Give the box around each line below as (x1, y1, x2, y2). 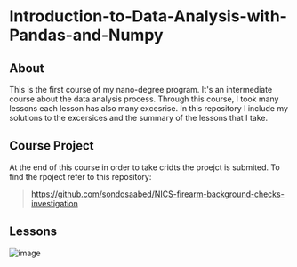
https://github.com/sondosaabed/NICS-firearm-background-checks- (30, 189, 285, 199)
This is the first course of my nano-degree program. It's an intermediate (9, 85, 273, 94)
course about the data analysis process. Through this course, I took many (9, 93, 279, 104)
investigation (30, 198, 78, 208)
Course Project (9, 138, 95, 153)
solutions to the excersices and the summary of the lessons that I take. (9, 113, 269, 123)
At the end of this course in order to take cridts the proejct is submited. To (9, 162, 280, 173)
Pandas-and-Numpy (9, 25, 164, 45)
